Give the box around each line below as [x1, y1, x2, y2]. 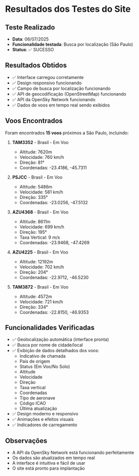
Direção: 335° [19, 194, 48, 200]
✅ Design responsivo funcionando [12, 80, 82, 86]
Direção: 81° [19, 159, 45, 165]
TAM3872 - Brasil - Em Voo [12, 284, 69, 290]
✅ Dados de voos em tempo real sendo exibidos [12, 102, 110, 108]
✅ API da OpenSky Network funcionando [12, 96, 96, 102]
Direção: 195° [19, 229, 47, 235]
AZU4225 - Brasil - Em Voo [12, 249, 69, 255]
